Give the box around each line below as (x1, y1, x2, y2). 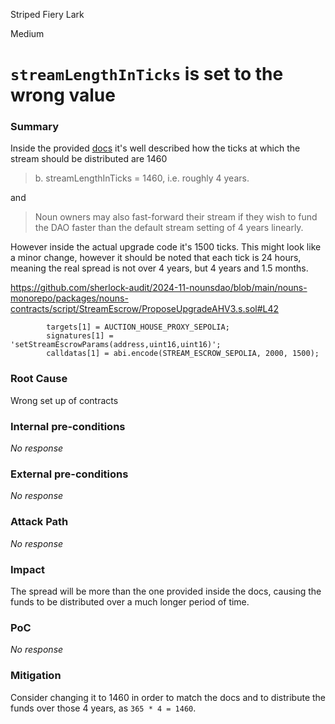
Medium (10, 28, 45, 39)
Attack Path (10, 515, 69, 529)
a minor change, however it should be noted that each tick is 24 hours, (10, 252, 302, 264)
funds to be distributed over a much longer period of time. (10, 595, 250, 608)
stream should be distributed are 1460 (10, 153, 168, 165)
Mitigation (10, 669, 62, 683)
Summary (10, 120, 60, 134)
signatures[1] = (46, 331, 114, 341)
